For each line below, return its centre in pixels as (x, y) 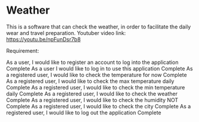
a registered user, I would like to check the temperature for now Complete (97, 75)
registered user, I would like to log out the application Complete (84, 113)
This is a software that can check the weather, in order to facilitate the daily (99, 27)
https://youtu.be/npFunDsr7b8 (43, 39)
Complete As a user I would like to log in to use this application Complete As (99, 68)
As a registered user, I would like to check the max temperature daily (90, 81)
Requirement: (23, 50)
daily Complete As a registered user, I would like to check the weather (92, 94)
